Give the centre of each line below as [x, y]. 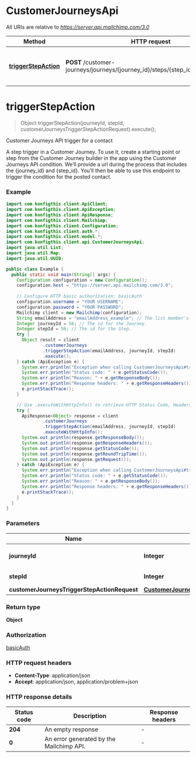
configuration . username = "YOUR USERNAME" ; [70, 302]
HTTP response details [39, 697]
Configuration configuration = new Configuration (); [82, 280]
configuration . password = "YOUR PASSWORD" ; [70, 307]
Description [90, 716]
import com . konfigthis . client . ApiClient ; [57, 204]
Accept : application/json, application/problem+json [76, 682]
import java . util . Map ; [34, 253]
